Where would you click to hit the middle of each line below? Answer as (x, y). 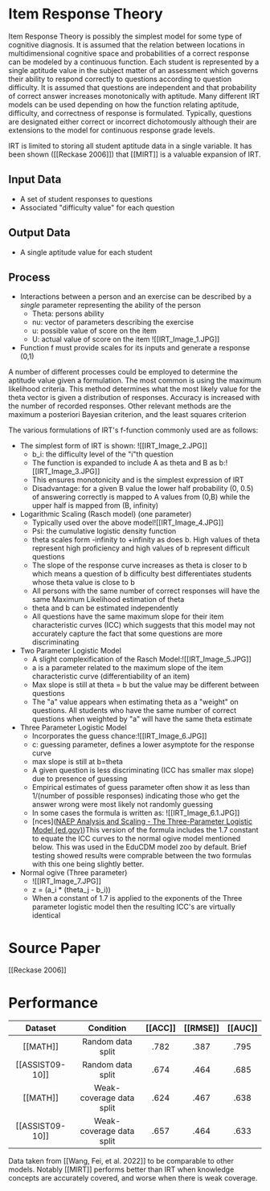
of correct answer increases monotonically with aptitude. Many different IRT (134, 96)
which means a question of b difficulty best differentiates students (141, 574)
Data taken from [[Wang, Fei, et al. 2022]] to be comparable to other (121, 1161)
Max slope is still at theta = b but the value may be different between (145, 685)
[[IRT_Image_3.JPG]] (66, 472)
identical (46, 915)
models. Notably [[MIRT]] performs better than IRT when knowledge (121, 1169)
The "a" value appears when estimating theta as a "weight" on (135, 702)
